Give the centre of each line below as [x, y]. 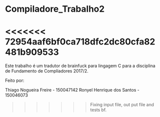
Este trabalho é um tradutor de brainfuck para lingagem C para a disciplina [80, 66]
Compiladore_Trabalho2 [55, 9]
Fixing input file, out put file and [122, 105]
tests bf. [98, 110]
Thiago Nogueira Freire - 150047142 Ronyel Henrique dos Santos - [72, 90]
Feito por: [15, 81]
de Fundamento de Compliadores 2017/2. [47, 71]
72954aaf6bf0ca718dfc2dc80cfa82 [80, 42]
